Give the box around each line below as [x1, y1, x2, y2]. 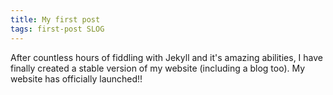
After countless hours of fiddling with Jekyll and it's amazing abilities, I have [10, 51, 323, 63]
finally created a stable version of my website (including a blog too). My [10, 62, 306, 74]
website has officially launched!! [10, 72, 143, 85]
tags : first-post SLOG [10, 24, 105, 34]
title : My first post [10, 14, 101, 25]
